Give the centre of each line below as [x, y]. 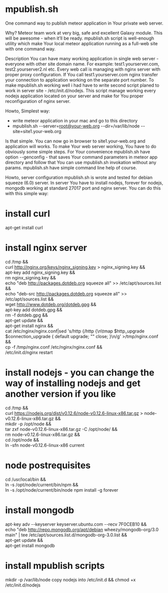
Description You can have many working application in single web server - [82, 58]
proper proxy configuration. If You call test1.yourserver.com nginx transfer [81, 74]
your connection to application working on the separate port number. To [79, 80]
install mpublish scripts [55, 566]
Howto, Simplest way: [28, 111]
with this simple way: [27, 193]
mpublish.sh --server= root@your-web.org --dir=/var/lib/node [76, 126]
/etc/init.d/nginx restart [29, 352]
